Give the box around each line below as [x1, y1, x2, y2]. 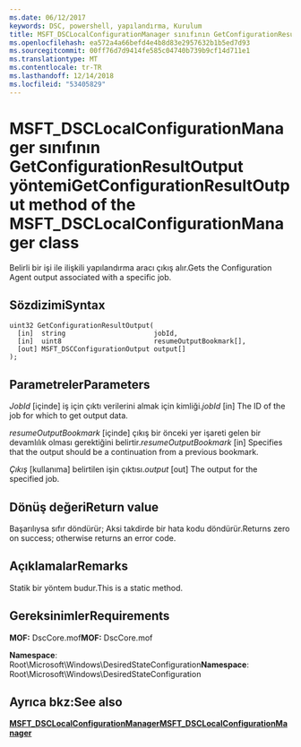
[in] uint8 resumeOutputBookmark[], [17, 337, 246, 346]
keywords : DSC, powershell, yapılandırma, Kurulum [9, 21, 202, 30]
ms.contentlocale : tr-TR [9, 64, 102, 73]
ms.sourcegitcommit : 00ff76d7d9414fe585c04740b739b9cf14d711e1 [9, 47, 251, 56]
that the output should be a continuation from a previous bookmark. [9, 447, 259, 458]
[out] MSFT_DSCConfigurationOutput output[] [17, 345, 186, 354]
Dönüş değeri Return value [9, 499, 159, 515]
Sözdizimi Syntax [9, 297, 106, 313]
